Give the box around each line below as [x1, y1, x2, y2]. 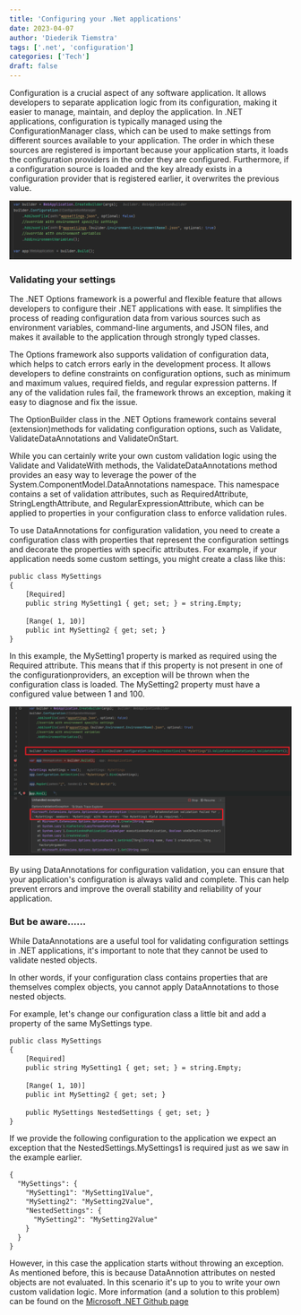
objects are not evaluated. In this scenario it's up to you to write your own [9, 1277, 280, 1288]
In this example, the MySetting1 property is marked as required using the [9, 651, 278, 662]
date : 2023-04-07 [9, 23, 74, 33]
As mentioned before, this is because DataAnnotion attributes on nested [9, 1267, 276, 1278]
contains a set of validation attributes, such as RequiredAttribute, [9, 489, 249, 499]
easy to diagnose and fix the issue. [9, 397, 139, 408]
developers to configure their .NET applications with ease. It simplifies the [9, 303, 282, 314]
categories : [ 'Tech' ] [9, 52, 90, 62]
